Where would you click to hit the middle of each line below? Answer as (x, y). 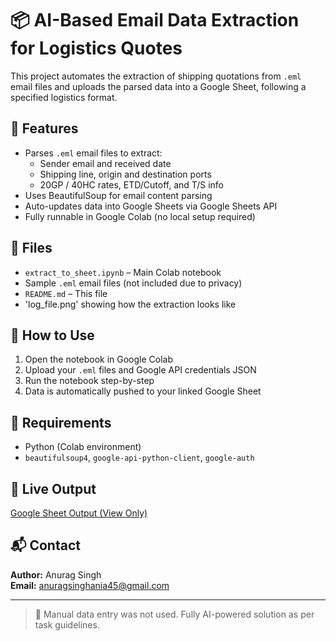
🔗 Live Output (53, 488)
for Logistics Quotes (96, 48)
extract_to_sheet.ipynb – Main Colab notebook (123, 272)
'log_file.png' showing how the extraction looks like (130, 304)
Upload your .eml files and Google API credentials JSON (140, 370)
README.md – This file (66, 293)
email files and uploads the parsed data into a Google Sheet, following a (158, 86)
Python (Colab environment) (83, 447)
